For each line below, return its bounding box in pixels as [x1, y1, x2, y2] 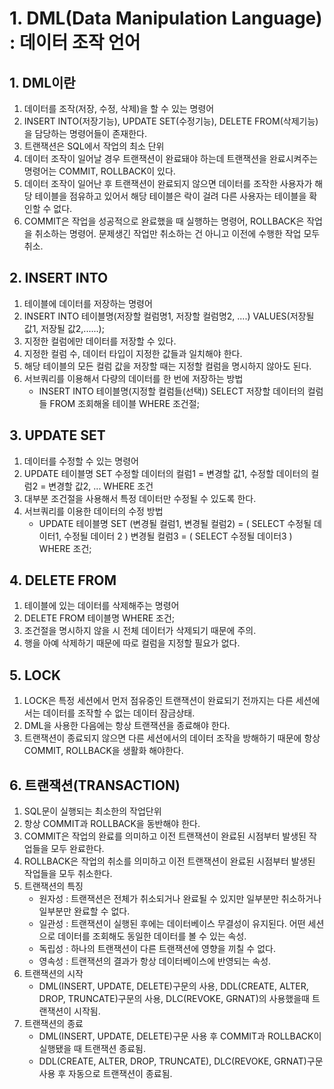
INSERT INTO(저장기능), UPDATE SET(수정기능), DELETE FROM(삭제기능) [23, 115, 319, 127]
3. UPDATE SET [9, 427, 106, 444]
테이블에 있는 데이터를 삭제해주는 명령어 [23, 600, 180, 612]
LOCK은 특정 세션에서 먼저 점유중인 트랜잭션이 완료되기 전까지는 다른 [23, 695, 294, 707]
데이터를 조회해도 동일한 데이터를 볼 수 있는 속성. [57, 930, 247, 942]
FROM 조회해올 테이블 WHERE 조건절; [49, 397, 200, 409]
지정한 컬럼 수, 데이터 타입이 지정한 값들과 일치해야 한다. [23, 347, 243, 359]
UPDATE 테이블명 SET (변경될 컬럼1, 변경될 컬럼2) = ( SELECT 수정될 [38, 517, 312, 529]
